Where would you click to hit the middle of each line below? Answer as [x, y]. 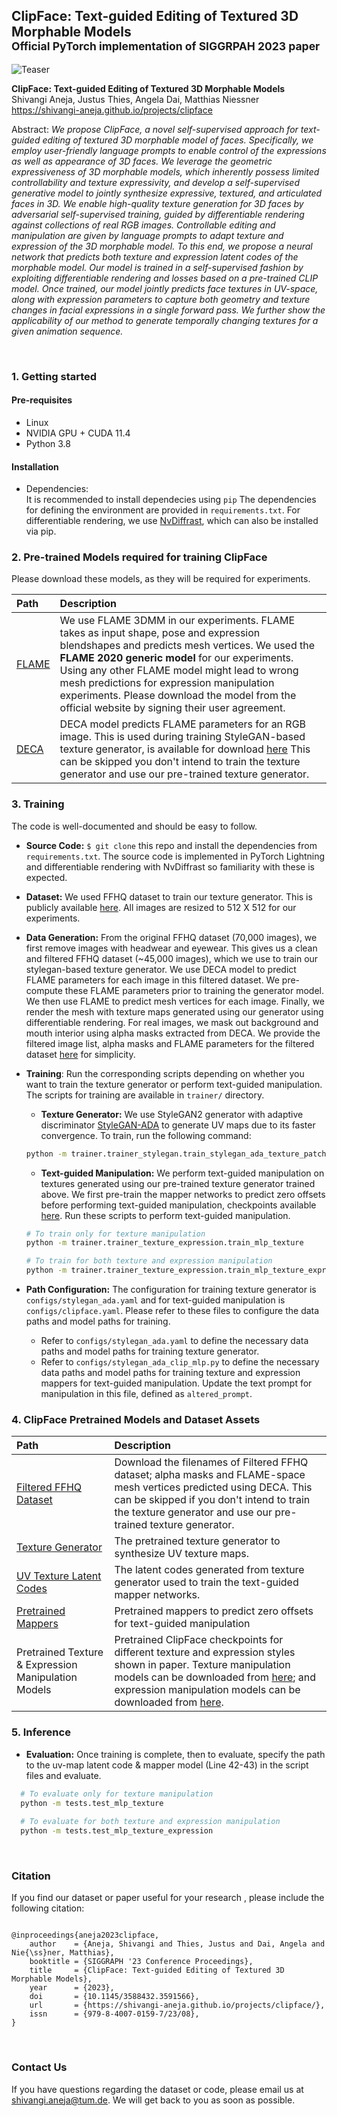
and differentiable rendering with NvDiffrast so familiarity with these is [170, 866]
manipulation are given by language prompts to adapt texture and [147, 235]
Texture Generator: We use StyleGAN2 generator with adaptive [172, 1114]
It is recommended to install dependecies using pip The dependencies [171, 500]
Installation [35, 466]
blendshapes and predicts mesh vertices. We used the [187, 646]
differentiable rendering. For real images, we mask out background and [172, 1022]
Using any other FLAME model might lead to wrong [179, 671]
